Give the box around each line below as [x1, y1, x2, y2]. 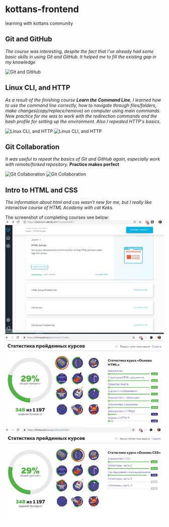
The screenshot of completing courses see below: [5, 215, 110, 221]
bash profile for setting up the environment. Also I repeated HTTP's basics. [5, 118, 161, 124]
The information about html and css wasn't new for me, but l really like [5, 199, 152, 205]
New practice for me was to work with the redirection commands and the [5, 113, 157, 119]
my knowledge [5, 59, 36, 65]
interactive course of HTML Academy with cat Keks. [5, 204, 114, 210]
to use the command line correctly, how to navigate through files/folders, [5, 102, 157, 108]
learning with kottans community [5, 20, 73, 26]
